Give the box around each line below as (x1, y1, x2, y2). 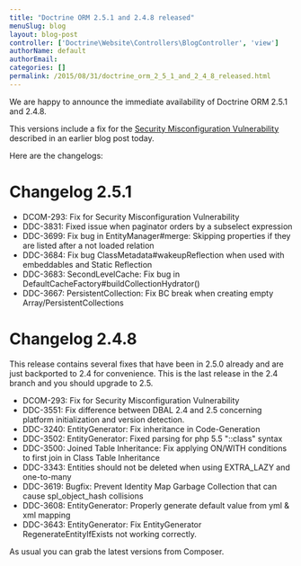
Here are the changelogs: (9, 150, 103, 161)
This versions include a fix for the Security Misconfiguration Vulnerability (9, 123, 279, 134)
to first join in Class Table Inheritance (22, 452, 160, 463)
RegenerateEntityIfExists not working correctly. (22, 528, 198, 539)
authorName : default (9, 47, 87, 56)
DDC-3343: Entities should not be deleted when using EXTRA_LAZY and (22, 462, 290, 473)
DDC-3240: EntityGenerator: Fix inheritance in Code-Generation (22, 423, 261, 434)
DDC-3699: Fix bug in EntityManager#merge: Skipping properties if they (22, 230, 291, 241)
